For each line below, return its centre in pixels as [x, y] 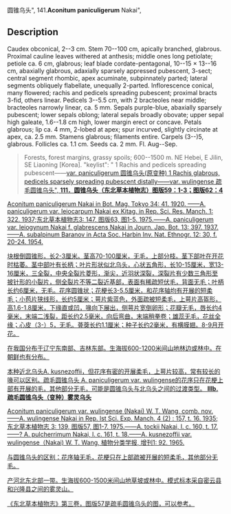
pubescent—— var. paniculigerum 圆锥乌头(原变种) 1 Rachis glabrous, [122, 173]
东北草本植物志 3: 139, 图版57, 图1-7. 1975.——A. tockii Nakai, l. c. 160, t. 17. [113, 426]
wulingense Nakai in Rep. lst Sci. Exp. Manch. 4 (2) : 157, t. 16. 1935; [122, 418]
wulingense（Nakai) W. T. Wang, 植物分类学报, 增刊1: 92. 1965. [96, 442]
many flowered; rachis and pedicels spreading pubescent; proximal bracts [112, 92]
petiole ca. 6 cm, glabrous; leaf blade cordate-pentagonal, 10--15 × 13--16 [112, 63]
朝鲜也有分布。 [28, 356]
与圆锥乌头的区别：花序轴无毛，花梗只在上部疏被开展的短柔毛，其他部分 [109, 457]
